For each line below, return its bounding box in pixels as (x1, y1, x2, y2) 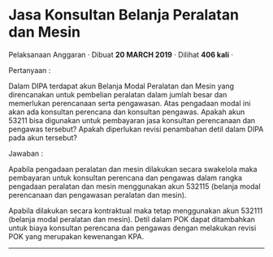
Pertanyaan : (8, 65, 51, 75)
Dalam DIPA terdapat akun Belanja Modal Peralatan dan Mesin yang (8, 81, 234, 91)
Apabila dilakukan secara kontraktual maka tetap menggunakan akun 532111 (8, 205, 263, 216)
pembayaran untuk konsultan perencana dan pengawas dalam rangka (8, 173, 242, 182)
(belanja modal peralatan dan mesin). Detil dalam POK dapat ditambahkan (8, 214, 256, 224)
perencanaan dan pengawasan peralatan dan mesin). (8, 190, 187, 199)
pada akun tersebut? (8, 132, 77, 143)
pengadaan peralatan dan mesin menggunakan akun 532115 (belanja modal (8, 181, 262, 191)
